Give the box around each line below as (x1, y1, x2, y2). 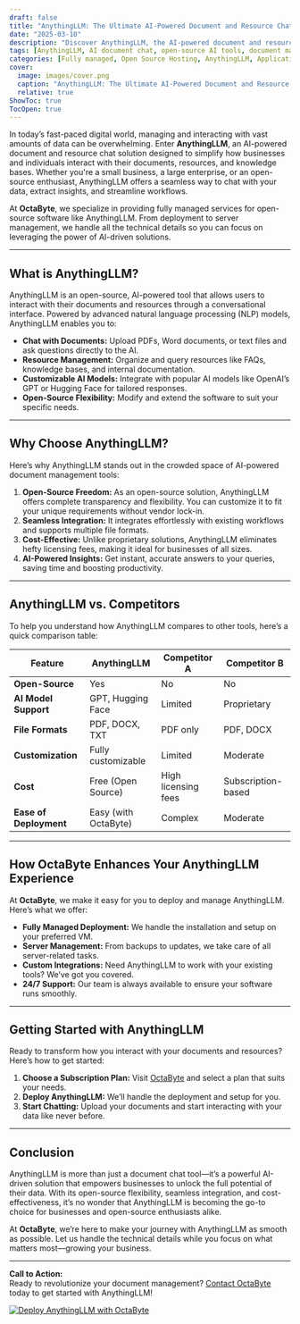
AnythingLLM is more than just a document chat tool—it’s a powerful (9, 1169, 261, 1179)
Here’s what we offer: (9, 904, 88, 915)
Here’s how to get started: (9, 1055, 104, 1066)
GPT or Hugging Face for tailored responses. (21, 383, 187, 394)
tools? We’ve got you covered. (21, 968, 134, 979)
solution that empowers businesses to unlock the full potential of (34, 1178, 272, 1189)
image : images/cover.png (17, 71, 110, 80)
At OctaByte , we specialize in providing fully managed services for (9, 203, 255, 214)
